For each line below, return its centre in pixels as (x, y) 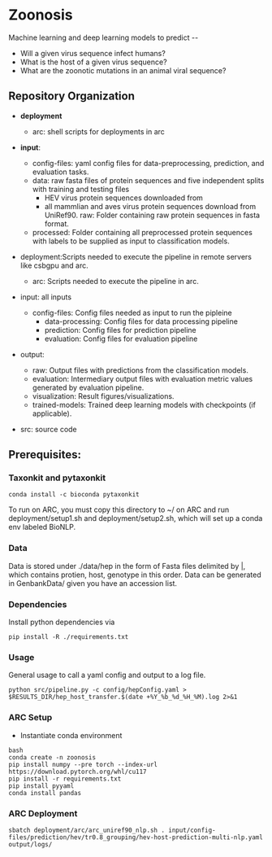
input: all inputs (45, 297)
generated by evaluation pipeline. (88, 387)
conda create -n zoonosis (52, 757)
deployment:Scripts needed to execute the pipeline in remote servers (136, 256)
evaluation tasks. (60, 172)
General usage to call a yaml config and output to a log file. (107, 675)
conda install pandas (45, 793)
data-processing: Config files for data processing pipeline (141, 321)
